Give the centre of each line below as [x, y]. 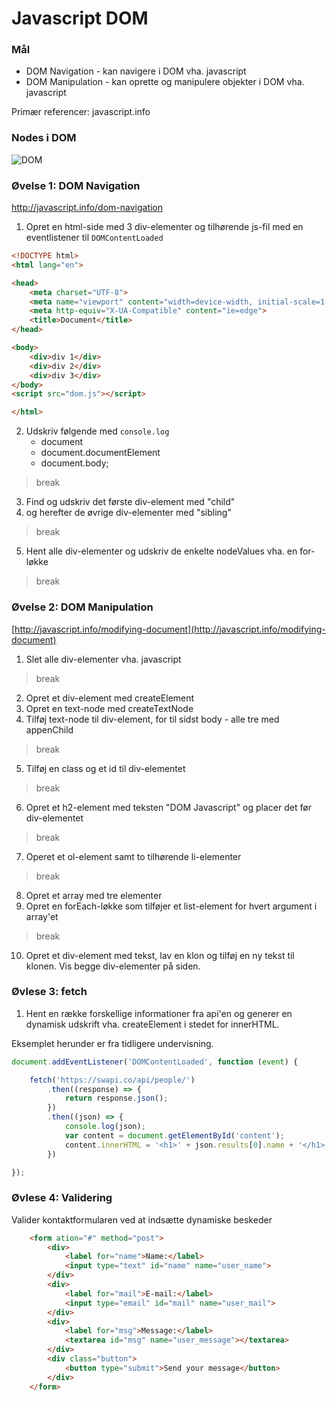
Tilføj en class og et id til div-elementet [105, 768]
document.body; [74, 463]
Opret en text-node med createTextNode [109, 708]
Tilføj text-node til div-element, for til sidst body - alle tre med [152, 719]
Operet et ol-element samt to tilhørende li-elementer [133, 856]
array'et [42, 916]
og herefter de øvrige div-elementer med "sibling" [128, 513]
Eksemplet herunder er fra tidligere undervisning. [112, 1043]
